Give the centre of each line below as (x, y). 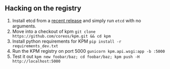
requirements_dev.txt (35, 46)
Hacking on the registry (43, 8)
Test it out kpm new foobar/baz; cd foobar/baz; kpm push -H (76, 56)
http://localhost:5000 (36, 61)
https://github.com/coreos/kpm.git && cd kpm (61, 36)
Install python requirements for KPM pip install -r (67, 41)
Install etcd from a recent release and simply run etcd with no (77, 20)
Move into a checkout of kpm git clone (54, 31)
